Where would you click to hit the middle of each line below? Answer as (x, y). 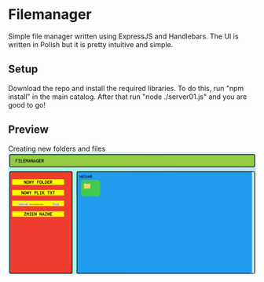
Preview (29, 130)
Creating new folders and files (57, 148)
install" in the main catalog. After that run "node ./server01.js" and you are (128, 97)
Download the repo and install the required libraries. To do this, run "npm (126, 88)
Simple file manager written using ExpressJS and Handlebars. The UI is (123, 36)
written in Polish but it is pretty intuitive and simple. (91, 44)
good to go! (27, 104)
